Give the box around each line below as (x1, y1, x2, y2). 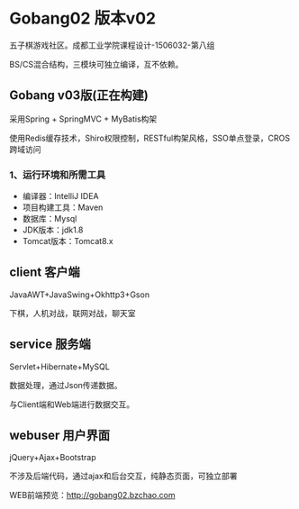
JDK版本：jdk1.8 (22, 224, 84, 235)
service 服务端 (9, 337, 92, 352)
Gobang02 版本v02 (9, 8, 156, 29)
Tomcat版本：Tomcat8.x (22, 236, 114, 247)
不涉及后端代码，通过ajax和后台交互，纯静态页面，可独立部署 (9, 470, 238, 482)
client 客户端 (9, 265, 80, 280)
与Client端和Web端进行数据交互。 (9, 398, 135, 410)
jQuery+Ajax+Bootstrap (9, 452, 96, 463)
